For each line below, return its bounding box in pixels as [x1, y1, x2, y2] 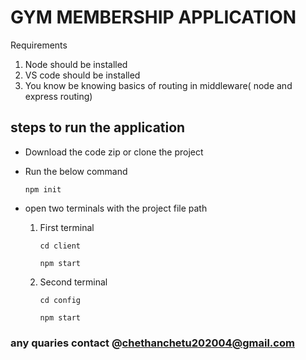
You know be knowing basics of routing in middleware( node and [24, 79, 293, 91]
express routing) [24, 90, 93, 102]
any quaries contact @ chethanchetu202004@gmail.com [10, 336, 295, 350]
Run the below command [24, 165, 128, 177]
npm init [24, 184, 62, 195]
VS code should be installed [24, 69, 141, 81]
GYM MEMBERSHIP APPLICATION [10, 6, 297, 29]
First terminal [39, 221, 95, 233]
